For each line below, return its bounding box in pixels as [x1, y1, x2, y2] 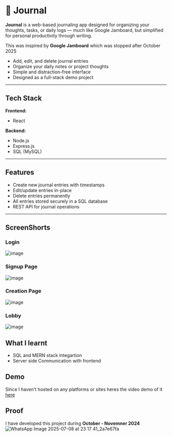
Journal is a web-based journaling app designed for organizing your [5, 22, 150, 28]
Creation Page [5, 288, 42, 295]
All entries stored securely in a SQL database [12, 198, 108, 204]
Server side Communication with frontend [12, 357, 101, 364]
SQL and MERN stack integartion [12, 352, 82, 358]
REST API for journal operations [12, 203, 80, 210]
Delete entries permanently [12, 193, 71, 199]
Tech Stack [5, 94, 42, 103]
